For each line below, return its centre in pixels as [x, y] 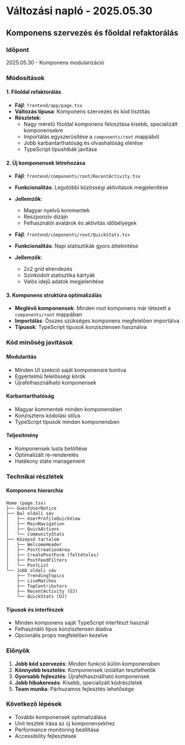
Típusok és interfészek [35, 609]
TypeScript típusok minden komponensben [67, 421]
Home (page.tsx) [26, 503]
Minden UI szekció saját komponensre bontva [70, 370]
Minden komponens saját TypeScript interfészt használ [82, 623]
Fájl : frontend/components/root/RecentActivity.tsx [77, 176]
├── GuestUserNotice [32, 509]
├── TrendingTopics [41, 576]
